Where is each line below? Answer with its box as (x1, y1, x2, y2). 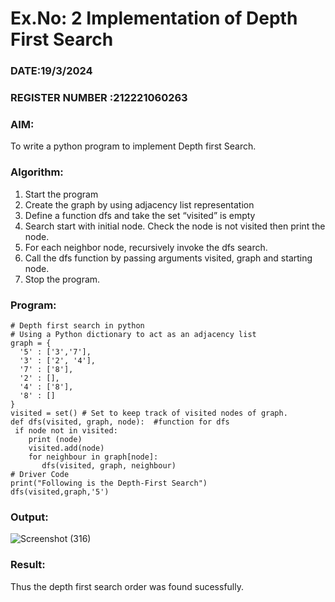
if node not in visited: (14, 425, 118, 436)
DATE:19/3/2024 (10, 64, 93, 78)
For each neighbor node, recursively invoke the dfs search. (24, 241, 268, 253)
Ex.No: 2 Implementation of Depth (10, 7, 298, 30)
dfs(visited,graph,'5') (10, 487, 110, 497)
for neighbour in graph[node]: (28, 452, 159, 462)
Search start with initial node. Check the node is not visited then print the (24, 220, 326, 232)
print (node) (28, 434, 83, 444)
